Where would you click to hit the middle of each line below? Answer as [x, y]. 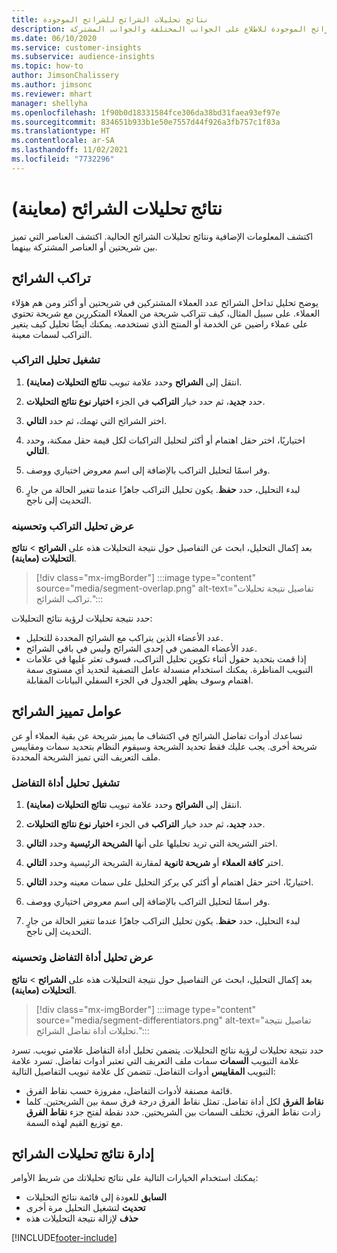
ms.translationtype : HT [61, 131]
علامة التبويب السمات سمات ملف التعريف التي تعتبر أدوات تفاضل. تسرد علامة [155, 1060]
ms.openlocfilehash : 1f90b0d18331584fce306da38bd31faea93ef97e [146, 112]
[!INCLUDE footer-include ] [64, 1238]
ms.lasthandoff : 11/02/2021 [70, 150]
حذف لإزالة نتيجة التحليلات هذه [82, 1218]
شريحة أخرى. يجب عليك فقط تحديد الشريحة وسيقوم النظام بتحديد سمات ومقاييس [164, 746]
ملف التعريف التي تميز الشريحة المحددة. [86, 757]
